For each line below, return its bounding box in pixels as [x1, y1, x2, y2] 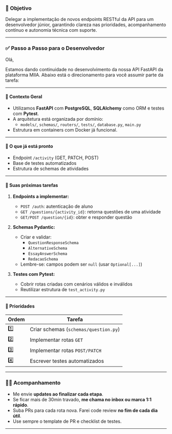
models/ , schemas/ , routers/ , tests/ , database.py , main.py [20, 121, 142, 127]
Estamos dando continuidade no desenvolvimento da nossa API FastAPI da [5, 66, 164, 72]
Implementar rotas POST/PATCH [30, 346, 101, 354]
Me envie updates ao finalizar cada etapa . [12, 391, 103, 397]
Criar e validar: [20, 234, 52, 240]
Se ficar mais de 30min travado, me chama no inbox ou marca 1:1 [12, 396, 152, 402]
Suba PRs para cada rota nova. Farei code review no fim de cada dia [12, 407, 158, 414]
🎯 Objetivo [5, 5, 32, 12]
